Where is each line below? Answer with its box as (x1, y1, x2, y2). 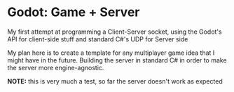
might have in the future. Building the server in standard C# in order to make (7, 55, 227, 64)
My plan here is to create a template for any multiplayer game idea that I (7, 48, 215, 57)
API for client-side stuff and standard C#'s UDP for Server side (7, 34, 188, 43)
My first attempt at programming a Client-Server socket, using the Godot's (7, 27, 222, 36)
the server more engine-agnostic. (7, 63, 104, 72)
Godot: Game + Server (7, 4, 140, 20)
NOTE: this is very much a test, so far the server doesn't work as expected (7, 77, 223, 85)
